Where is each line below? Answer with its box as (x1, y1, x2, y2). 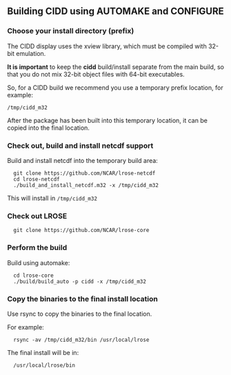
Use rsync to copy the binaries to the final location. (7, 309, 152, 318)
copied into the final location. (7, 124, 90, 132)
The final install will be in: (7, 348, 79, 356)
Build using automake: (7, 258, 70, 267)
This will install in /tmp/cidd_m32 (7, 193, 98, 202)
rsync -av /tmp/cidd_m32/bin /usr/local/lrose (13, 336, 150, 343)
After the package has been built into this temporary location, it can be (7, 116, 208, 124)
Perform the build (7, 243, 68, 253)
